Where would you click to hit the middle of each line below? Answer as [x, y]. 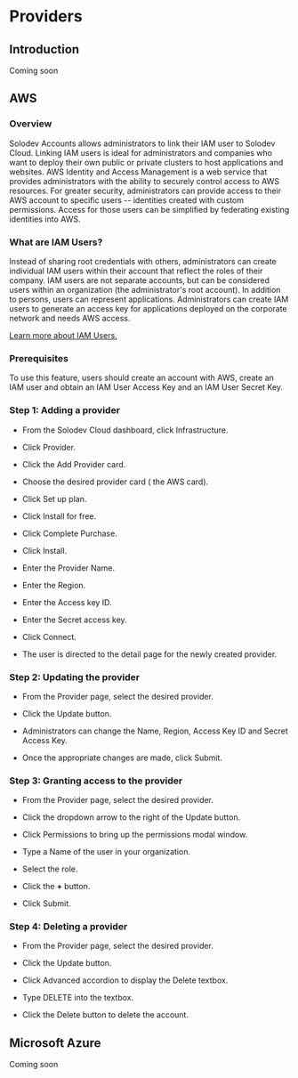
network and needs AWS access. [70, 318]
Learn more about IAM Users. [63, 335]
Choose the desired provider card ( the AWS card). [115, 482]
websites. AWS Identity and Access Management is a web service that [138, 172]
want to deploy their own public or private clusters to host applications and [146, 162]
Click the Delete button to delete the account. [105, 1015]
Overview [31, 124]
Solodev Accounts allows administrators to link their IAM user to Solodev [142, 143]
